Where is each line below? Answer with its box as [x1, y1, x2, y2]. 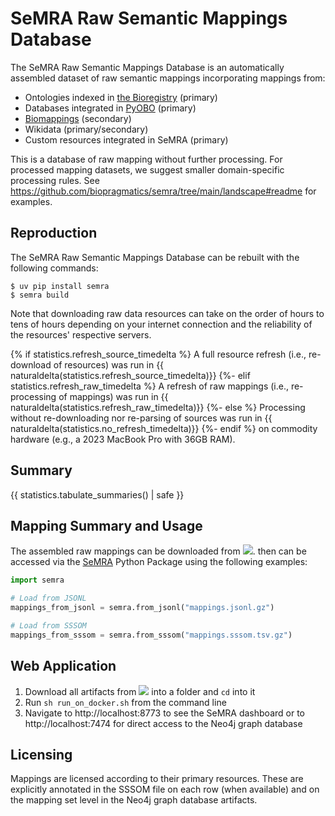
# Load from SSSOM [10, 621, 87, 631]
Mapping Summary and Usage [10, 517, 203, 534]
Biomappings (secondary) [24, 112, 132, 124]
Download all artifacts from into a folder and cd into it [24, 685, 256, 697]
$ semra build [10, 290, 70, 300]
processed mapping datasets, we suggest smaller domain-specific [10, 163, 285, 176]
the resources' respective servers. [10, 328, 152, 341]
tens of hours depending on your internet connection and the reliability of [10, 318, 313, 330]
